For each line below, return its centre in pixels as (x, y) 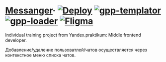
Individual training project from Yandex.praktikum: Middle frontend (73, 35)
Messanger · (30, 11)
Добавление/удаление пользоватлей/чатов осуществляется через (76, 50)
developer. (16, 40)
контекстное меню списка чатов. (41, 55)
